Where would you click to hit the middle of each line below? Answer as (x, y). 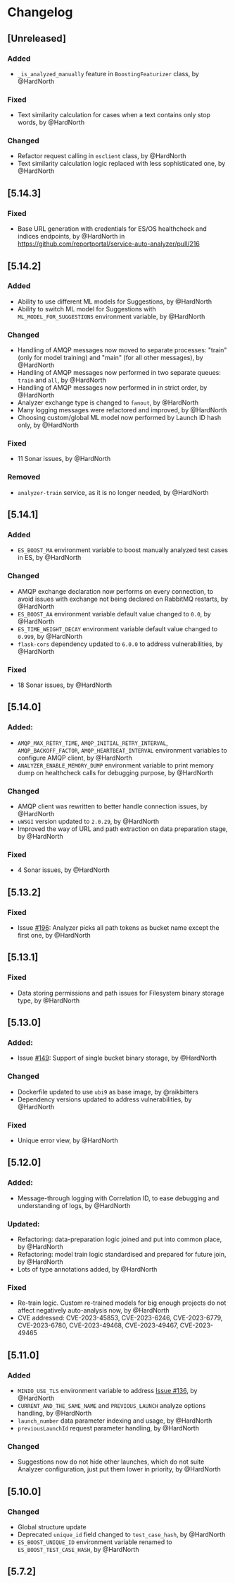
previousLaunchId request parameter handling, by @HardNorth (108, 1428)
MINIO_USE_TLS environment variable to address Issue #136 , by (107, 1390)
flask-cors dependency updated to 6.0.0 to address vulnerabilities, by (120, 644)
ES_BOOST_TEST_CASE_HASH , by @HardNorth (78, 1549)
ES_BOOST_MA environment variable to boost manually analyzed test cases (123, 550)
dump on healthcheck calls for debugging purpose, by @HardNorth (115, 772)
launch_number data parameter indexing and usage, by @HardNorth (115, 1421)
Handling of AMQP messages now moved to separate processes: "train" (122, 350)
